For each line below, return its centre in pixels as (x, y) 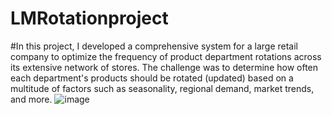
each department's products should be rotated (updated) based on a (152, 78)
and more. (31, 99)
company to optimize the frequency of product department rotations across (166, 56)
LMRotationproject (89, 18)
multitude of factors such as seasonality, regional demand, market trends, (162, 88)
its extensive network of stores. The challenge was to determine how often (164, 67)
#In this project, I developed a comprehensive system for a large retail (154, 46)
